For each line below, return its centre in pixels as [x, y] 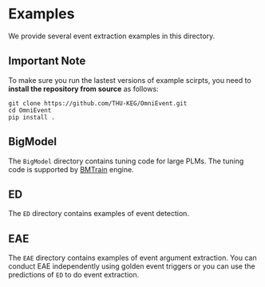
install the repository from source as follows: [83, 88]
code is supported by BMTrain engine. [71, 169]
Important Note [47, 61]
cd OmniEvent [30, 110]
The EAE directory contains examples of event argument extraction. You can [132, 258]
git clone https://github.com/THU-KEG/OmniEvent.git [98, 103]
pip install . [32, 117]
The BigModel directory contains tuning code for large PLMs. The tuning [126, 161]
